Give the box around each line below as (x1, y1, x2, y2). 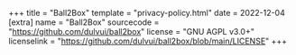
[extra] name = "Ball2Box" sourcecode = (8, 17, 160, 27)
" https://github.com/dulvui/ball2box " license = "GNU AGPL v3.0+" (8, 27, 254, 36)
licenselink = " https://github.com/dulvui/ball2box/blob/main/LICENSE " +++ (8, 35, 288, 46)
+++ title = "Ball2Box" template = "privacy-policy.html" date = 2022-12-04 (8, 8, 285, 18)
